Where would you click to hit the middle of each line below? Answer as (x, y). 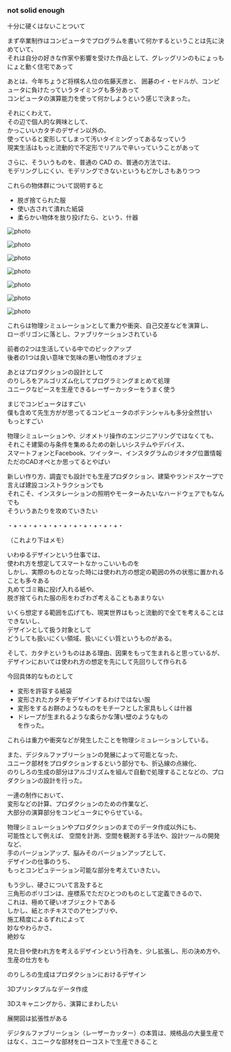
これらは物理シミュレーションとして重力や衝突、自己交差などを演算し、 (110, 325)
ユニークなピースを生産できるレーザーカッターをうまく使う (91, 390)
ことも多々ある (28, 580)
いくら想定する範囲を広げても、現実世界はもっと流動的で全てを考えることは (115, 613)
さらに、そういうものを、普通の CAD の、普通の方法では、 (91, 162)
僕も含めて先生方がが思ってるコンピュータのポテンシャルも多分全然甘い (110, 413)
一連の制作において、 (37, 796)
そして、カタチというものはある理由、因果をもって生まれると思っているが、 (115, 653)
